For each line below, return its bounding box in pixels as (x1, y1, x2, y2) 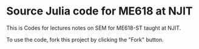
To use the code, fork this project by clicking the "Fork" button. (6, 36, 164, 43)
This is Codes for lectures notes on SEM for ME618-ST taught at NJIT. (6, 24, 181, 31)
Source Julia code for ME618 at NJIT (6, 4, 193, 18)
